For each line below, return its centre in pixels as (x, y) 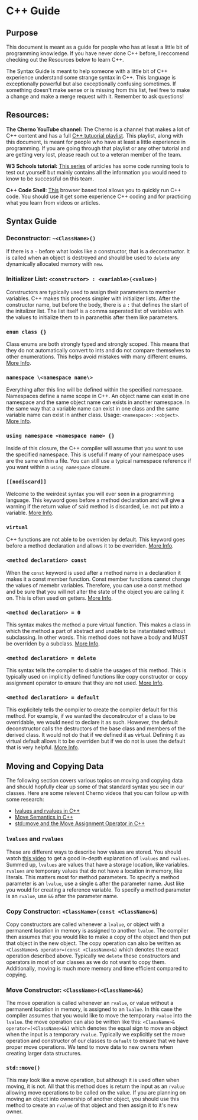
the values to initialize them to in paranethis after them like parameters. (92, 317)
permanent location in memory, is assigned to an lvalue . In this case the (94, 1009)
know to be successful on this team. (50, 179)
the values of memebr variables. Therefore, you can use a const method (94, 585)
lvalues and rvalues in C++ (47, 811)
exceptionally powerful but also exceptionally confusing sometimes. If (91, 84)
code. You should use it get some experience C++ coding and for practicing (98, 196)
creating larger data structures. (44, 1054)
